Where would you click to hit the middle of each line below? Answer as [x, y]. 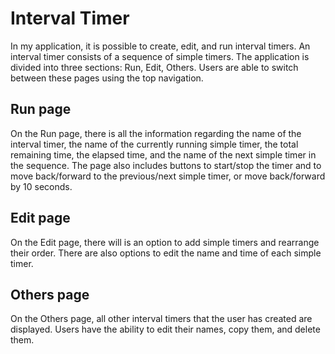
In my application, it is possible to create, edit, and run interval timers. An [160, 46]
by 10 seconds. [41, 186]
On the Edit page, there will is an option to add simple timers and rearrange [165, 242]
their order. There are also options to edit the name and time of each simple [166, 253]
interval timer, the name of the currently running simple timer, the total [154, 144]
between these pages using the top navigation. [107, 78]
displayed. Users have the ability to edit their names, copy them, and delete [165, 329]
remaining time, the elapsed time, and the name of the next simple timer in [163, 154]
